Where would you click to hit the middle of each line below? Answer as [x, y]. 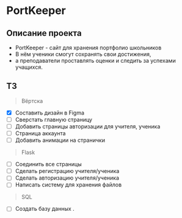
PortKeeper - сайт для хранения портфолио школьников [88, 47]
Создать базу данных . [45, 209]
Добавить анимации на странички [60, 140]
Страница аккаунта [40, 133]
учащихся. [29, 67]
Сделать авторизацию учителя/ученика [67, 178]
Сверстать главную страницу [54, 119]
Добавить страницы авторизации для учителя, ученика [88, 126]
